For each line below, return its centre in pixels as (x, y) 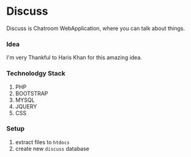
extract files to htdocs (42, 142)
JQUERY (26, 106)
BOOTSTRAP (32, 93)
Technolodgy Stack (36, 74)
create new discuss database (52, 148)
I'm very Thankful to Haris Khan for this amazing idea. (74, 58)
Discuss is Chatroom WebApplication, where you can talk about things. (96, 28)
